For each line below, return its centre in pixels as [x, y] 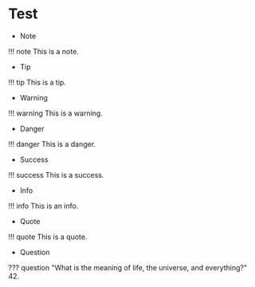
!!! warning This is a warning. [56, 113]
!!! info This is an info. [43, 206]
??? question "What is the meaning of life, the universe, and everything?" [128, 267]
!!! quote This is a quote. [48, 237]
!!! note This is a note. [44, 51]
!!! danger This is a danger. [52, 143]
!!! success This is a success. [56, 175]
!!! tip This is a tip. [37, 82]
